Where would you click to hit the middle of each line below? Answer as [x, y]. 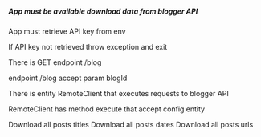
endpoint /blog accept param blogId [68, 78]
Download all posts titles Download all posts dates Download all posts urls [131, 124]
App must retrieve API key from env [67, 31]
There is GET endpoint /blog [55, 62]
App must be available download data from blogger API [103, 11]
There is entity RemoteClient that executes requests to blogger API [118, 93]
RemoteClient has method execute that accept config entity [107, 109]
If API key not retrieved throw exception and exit [88, 46]
